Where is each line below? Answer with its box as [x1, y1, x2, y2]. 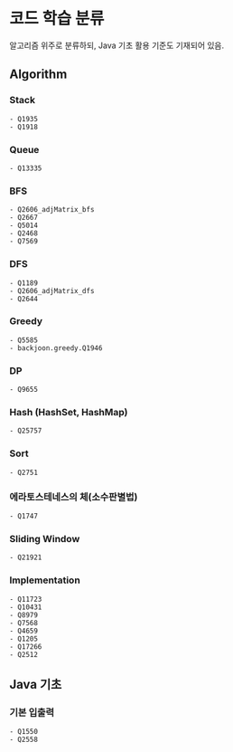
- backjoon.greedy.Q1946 [9, 343, 103, 353]
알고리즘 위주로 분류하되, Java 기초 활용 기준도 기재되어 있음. [9, 40, 224, 51]
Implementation [9, 574, 81, 586]
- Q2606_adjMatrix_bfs [9, 205, 95, 214]
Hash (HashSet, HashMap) [9, 406, 128, 419]
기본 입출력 [9, 706, 55, 719]
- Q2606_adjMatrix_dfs [9, 286, 95, 295]
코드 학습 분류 [9, 8, 105, 29]
